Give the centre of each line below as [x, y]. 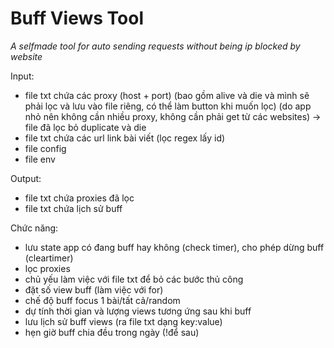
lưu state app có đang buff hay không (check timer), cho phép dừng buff [174, 247]
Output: [26, 178]
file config [45, 148]
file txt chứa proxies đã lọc [79, 198]
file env [40, 159]
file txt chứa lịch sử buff [73, 208]
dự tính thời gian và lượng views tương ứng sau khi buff [138, 311]
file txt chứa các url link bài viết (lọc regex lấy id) [125, 138]
